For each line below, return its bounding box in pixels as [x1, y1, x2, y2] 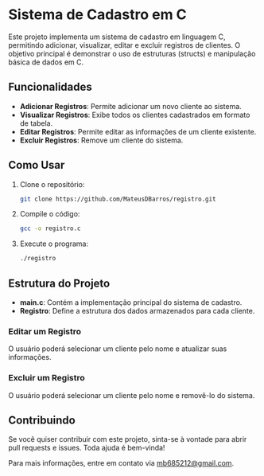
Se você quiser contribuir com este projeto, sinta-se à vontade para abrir [8, 435, 247, 444]
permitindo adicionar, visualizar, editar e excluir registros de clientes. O [8, 40, 241, 49]
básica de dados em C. [8, 57, 84, 67]
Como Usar [8, 158, 65, 172]
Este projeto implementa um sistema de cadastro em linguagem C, [8, 32, 226, 41]
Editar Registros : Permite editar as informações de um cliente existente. [19, 127, 257, 136]
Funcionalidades [8, 80, 93, 94]
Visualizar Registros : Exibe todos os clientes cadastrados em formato [19, 110, 250, 119]
